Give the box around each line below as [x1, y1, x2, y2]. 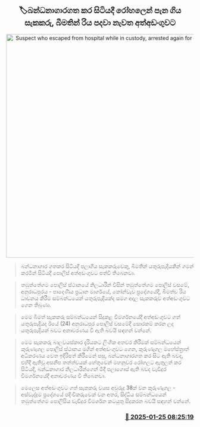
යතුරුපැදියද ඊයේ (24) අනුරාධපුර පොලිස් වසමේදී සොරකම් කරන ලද [20, 320, 174, 327]
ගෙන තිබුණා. [20, 301, 52, 308]
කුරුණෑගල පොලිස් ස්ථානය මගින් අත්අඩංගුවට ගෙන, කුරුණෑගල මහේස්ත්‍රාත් [20, 345, 189, 352]
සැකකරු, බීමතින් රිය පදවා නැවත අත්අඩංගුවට [24, 18, 176, 28]
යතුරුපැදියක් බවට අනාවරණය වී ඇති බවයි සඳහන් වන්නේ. [20, 326, 152, 333]
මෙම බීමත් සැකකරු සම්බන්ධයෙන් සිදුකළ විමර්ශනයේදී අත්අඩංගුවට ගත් [20, 313, 180, 320]
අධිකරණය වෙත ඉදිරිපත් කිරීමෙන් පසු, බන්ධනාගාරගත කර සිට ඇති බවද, [20, 352, 183, 359]
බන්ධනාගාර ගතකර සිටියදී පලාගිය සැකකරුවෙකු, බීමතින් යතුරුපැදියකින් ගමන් [20, 262, 194, 270]
